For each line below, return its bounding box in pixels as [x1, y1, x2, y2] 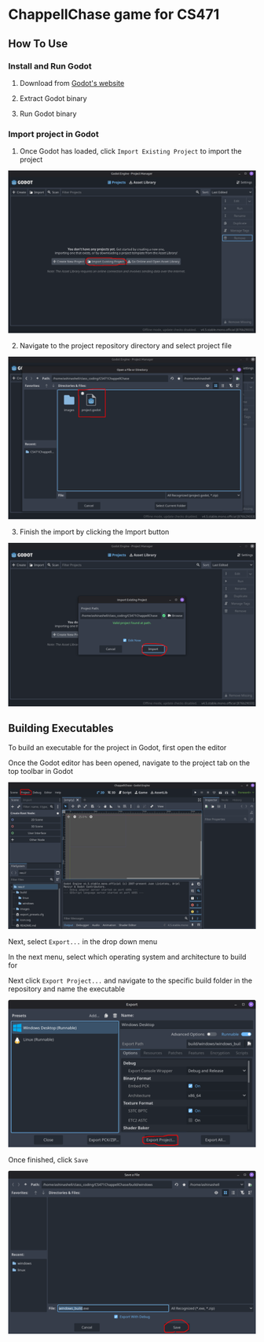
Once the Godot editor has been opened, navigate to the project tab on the [8, 758, 250, 768]
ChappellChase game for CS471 [8, 6, 220, 24]
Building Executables [8, 722, 114, 735]
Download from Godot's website [19, 78, 125, 87]
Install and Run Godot [8, 61, 92, 72]
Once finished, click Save [8, 1155, 89, 1165]
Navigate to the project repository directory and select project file [19, 341, 232, 351]
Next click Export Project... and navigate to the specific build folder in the [8, 976, 253, 985]
